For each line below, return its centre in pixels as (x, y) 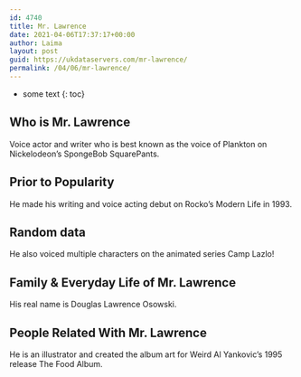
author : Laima (36, 43)
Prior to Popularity (62, 182)
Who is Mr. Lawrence (70, 123)
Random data (47, 232)
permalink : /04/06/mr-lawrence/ (70, 69)
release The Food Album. (56, 363)
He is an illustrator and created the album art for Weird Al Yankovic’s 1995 (146, 354)
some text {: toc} (54, 94)
